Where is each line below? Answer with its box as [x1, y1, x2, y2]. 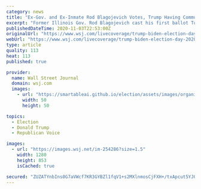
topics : [6, 113, 26, 119]
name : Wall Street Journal [11, 75, 79, 81]
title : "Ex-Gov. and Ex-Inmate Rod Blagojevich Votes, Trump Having [6, 14, 181, 20]
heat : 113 [6, 53, 31, 59]
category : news [6, 8, 44, 15]
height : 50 [22, 103, 50, 109]
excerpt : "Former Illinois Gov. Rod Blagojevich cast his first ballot [6, 20, 188, 26]
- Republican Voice [11, 130, 60, 136]
